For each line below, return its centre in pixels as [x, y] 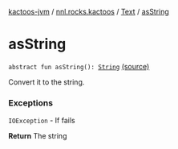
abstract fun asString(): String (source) [79, 66]
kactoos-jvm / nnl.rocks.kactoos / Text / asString [89, 12]
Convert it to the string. [47, 82]
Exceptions [31, 102]
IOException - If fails [42, 121]
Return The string [38, 136]
